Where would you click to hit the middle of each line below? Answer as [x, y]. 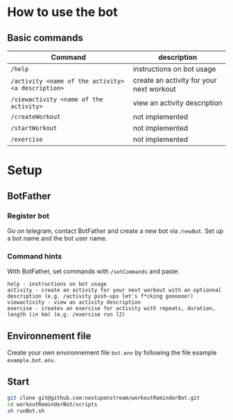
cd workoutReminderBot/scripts [52, 404]
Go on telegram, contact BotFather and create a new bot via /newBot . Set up [115, 231]
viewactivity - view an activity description [74, 302]
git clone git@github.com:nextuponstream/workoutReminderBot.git [103, 398]
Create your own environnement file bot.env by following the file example [112, 353]
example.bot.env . [32, 360]
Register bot [28, 216]
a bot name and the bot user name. [57, 238]
